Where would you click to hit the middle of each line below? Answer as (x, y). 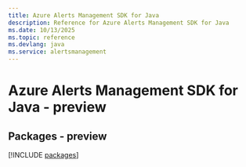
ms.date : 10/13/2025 (42, 30)
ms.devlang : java (36, 45)
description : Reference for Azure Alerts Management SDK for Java (119, 23)
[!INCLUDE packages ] (43, 155)
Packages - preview (58, 136)
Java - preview (58, 107)
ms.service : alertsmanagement (58, 52)
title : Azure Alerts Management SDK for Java (83, 15)
